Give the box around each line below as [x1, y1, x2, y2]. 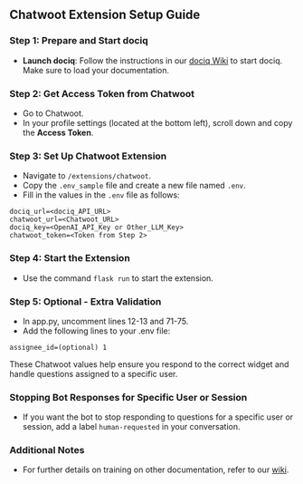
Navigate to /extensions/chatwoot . [22, 170, 152, 181]
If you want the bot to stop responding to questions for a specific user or [22, 411, 294, 422]
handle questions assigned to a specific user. [9, 368, 178, 379]
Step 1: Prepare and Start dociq [9, 34, 149, 47]
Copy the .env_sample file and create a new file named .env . [22, 180, 246, 191]
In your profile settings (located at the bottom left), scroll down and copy [22, 117, 293, 128]
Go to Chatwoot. [22, 108, 84, 119]
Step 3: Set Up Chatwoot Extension [9, 150, 167, 162]
